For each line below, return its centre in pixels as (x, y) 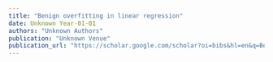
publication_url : (38, 46)
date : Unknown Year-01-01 (52, 23)
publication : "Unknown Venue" (60, 38)
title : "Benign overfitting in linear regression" (96, 16)
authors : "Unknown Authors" (56, 31)
